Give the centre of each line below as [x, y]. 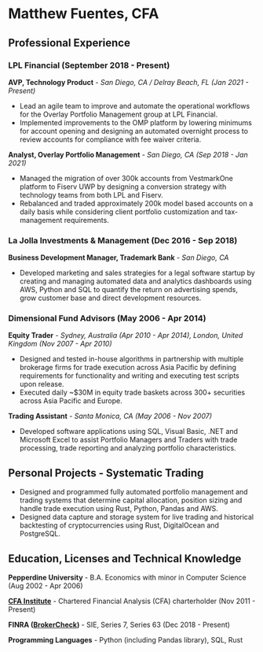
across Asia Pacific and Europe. [71, 401]
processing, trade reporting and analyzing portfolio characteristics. [128, 448]
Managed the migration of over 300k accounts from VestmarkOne [126, 178]
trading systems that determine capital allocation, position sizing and [131, 500]
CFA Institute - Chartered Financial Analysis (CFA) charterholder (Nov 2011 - [132, 601]
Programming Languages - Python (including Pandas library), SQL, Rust [126, 640]
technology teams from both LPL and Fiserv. [91, 194]
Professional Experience [69, 43]
